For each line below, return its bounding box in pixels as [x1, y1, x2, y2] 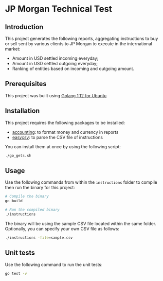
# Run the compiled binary [5, 208, 60, 212]
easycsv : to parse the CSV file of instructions [12, 134, 103, 140]
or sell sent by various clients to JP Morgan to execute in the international [5, 41, 152, 47]
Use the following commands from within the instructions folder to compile [5, 179, 157, 185]
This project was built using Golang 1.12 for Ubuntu [5, 92, 107, 98]
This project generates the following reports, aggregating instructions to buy [5, 35, 158, 41]
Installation [5, 107, 40, 115]
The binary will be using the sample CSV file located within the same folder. [5, 220, 157, 227]
